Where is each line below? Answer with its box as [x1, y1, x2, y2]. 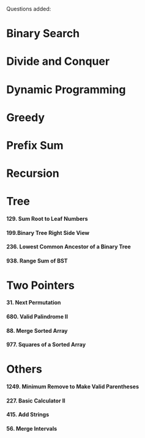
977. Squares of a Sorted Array [6, 341, 86, 348]
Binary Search [6, 27, 80, 40]
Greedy [6, 110, 45, 124]
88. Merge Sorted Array [6, 327, 69, 334]
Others [6, 362, 43, 376]
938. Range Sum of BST [6, 257, 69, 264]
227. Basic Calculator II [6, 397, 65, 404]
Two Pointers [6, 278, 75, 292]
